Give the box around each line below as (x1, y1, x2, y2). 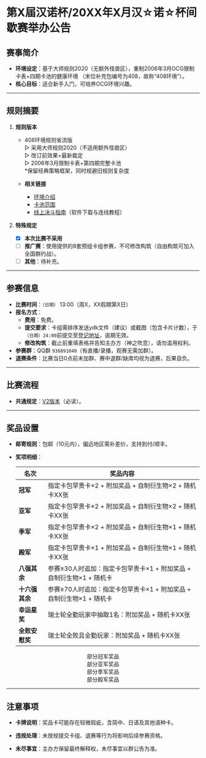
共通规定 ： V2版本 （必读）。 (15, 397, 85, 405)
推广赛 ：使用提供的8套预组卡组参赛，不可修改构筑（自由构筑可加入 (24, 242, 195, 250)
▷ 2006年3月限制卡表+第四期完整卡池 (24, 159, 121, 167)
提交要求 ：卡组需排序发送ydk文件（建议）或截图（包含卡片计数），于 (24, 323, 198, 331)
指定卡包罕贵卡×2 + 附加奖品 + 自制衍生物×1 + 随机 (48, 523, 196, 532)
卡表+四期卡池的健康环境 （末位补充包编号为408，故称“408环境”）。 (15, 73, 188, 80)
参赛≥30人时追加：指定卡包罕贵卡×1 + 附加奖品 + (48, 564, 191, 573)
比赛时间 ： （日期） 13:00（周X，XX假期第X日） (15, 301, 132, 308)
